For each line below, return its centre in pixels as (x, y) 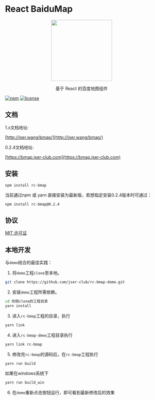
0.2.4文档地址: (19, 147)
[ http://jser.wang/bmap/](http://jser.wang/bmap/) (54, 137)
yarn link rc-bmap (24, 344)
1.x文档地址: (17, 127)
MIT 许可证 (16, 233)
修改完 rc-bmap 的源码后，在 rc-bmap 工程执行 (55, 354)
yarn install (18, 306)
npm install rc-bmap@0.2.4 (32, 204)
